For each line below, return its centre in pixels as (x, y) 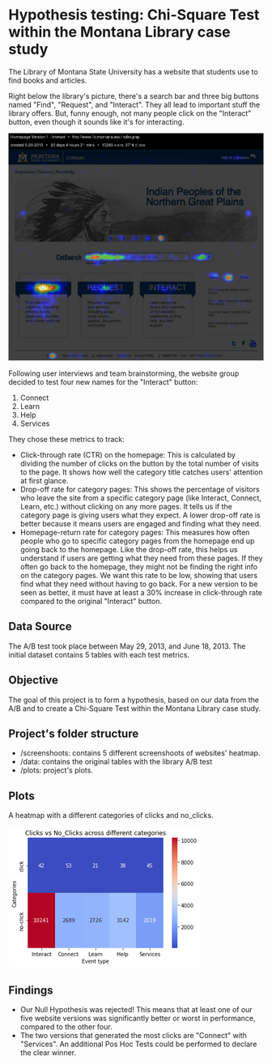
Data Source (40, 626)
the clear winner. (48, 1053)
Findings (31, 990)
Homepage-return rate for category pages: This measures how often (135, 532)
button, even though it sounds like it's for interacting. (96, 121)
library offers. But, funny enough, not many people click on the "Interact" (130, 113)
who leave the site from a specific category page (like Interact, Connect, (140, 498)
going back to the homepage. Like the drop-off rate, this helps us (129, 549)
